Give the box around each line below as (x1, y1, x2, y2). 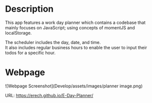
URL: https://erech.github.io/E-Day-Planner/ (5, 92, 94, 98)
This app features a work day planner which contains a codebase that (5, 20, 146, 25)
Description (5, 3, 54, 15)
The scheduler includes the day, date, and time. (5, 39, 101, 45)
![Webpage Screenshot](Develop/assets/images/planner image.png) (5, 83, 143, 89)
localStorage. (5, 30, 32, 36)
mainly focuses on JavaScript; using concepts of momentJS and (5, 24, 135, 30)
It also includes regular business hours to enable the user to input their (5, 44, 148, 50)
